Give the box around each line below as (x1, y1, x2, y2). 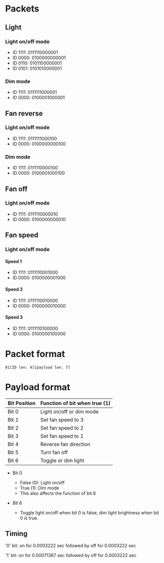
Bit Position (7, 400, 36, 407)
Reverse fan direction (40, 441, 91, 448)
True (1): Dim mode (19, 485, 59, 491)
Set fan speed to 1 (40, 432, 84, 439)
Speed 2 (5, 286, 23, 292)
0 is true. (19, 515, 38, 521)
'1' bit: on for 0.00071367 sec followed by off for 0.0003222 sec (5, 552, 136, 558)
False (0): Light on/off (19, 479, 65, 485)
